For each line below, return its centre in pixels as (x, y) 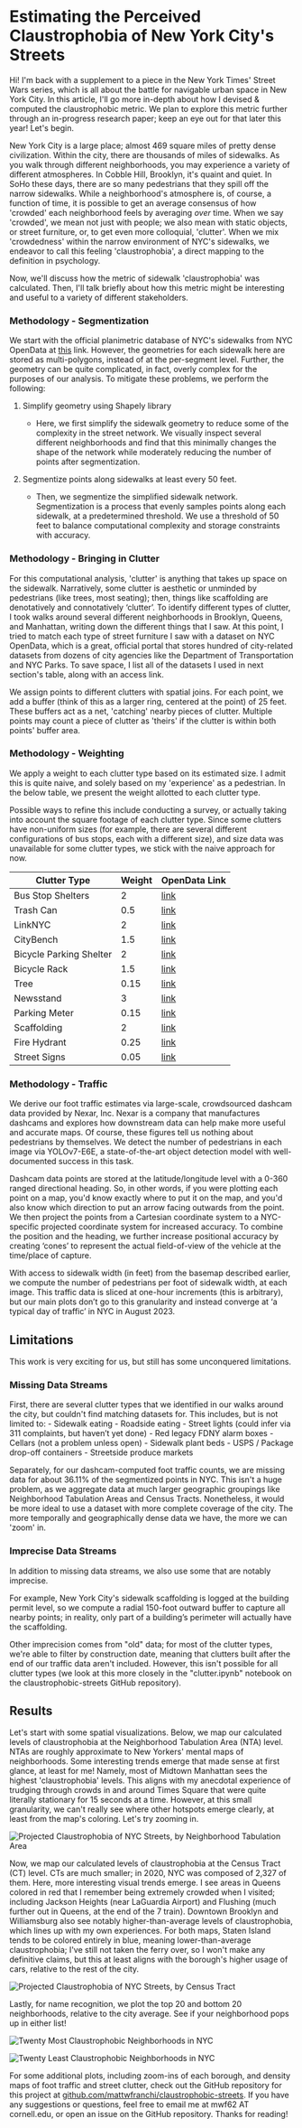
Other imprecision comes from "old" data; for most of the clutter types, (141, 1644)
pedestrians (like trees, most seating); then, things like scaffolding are (139, 597)
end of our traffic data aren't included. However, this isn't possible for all (144, 1663)
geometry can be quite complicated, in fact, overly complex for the (133, 369)
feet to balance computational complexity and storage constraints (158, 526)
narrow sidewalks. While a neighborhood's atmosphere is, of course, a (141, 193)
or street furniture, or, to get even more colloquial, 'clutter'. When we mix (144, 231)
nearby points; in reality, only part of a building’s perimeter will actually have (151, 1617)
